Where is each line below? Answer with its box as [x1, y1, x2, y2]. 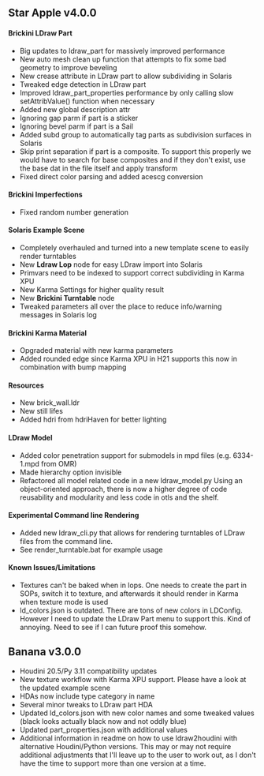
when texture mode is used [19, 598, 109, 607]
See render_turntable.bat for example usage [19, 545, 163, 554]
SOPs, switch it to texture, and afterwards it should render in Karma [19, 589, 239, 598]
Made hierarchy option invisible [19, 467, 122, 477]
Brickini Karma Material [8, 328, 87, 338]
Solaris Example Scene [8, 225, 85, 235]
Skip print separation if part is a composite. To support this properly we [19, 146, 251, 156]
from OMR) [40, 459, 77, 468]
